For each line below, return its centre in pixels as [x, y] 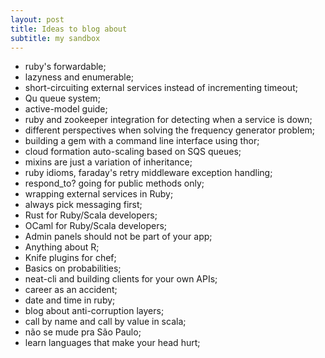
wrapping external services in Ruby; [99, 194]
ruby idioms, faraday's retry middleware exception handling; [148, 173]
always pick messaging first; [83, 205]
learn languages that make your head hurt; [112, 343]
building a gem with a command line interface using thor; [142, 141]
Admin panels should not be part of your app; [118, 237]
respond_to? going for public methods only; [114, 183]
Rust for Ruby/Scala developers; [91, 215]
